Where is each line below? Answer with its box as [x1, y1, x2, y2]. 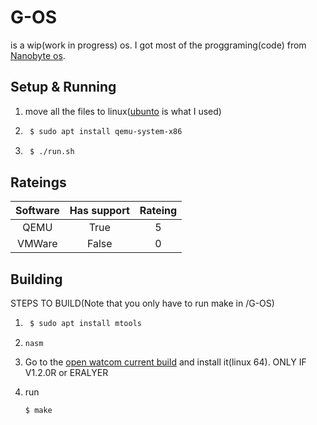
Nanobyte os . [10, 49, 66, 61]
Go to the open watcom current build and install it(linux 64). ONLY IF [24, 356, 307, 368]
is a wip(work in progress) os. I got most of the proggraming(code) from [10, 39, 307, 51]
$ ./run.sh [29, 146, 75, 156]
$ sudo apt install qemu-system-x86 [29, 126, 183, 136]
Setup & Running [10, 79, 117, 96]
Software [15, 204, 60, 218]
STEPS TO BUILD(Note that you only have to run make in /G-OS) [10, 297, 275, 310]
